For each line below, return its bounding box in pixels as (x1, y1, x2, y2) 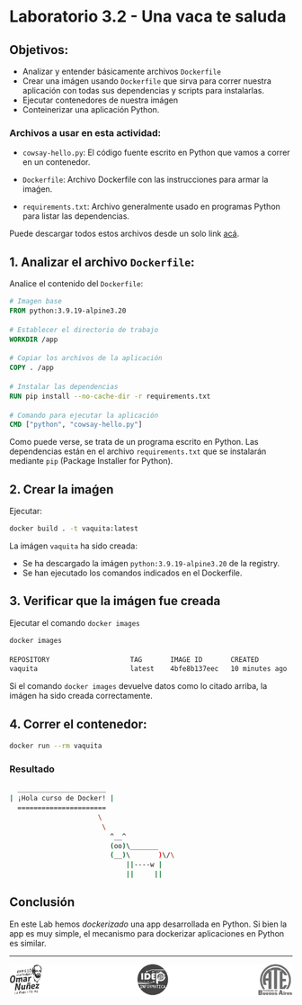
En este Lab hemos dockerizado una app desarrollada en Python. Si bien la (9, 919, 288, 929)
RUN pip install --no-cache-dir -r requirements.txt (9, 392, 211, 401)
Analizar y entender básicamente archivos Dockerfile (22, 66, 222, 77)
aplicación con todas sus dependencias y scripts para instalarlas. (22, 86, 265, 95)
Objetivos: (9, 42, 69, 58)
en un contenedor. (22, 157, 91, 167)
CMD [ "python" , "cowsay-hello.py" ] (9, 421, 143, 430)
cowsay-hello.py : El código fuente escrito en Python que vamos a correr (22, 147, 290, 158)
